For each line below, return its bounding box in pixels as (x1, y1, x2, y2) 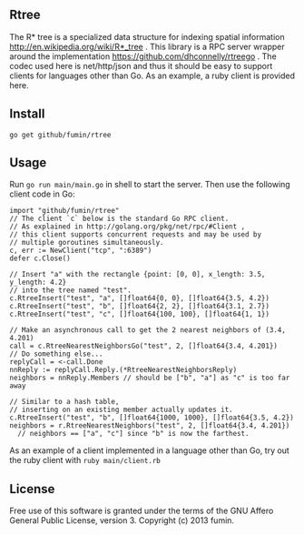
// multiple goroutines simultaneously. (9, 238, 165, 247)
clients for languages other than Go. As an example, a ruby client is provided (9, 70, 296, 81)
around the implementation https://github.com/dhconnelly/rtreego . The (9, 50, 277, 62)
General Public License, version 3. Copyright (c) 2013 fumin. (9, 515, 234, 526)
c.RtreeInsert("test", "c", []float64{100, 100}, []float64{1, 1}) (9, 309, 270, 319)
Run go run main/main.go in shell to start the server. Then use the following (9, 179, 290, 190)
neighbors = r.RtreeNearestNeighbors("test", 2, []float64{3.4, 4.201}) (9, 421, 290, 430)
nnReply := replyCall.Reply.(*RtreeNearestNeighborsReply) (9, 366, 238, 375)
